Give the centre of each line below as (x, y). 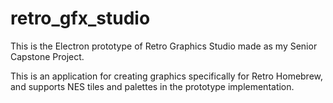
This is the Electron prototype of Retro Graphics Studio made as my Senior (164, 46)
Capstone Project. (47, 56)
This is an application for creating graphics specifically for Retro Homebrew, (167, 76)
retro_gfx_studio (80, 18)
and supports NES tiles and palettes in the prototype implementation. (152, 86)
